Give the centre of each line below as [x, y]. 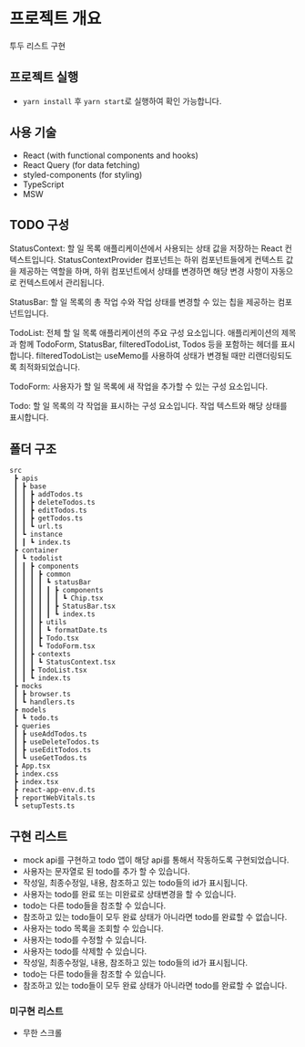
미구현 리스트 [36, 1011]
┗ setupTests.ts [44, 806]
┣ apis [26, 479]
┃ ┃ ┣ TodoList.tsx [51, 670]
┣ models [30, 710]
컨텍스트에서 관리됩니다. [61, 283]
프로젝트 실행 [44, 77]
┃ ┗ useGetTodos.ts [51, 759]
